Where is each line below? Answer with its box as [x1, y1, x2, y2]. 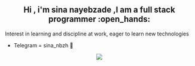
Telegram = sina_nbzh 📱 [13, 41, 74, 49]
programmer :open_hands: [48, 14, 150, 25]
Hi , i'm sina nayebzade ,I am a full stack [23, 5, 175, 15]
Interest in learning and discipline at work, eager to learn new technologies [5, 30, 189, 37]
